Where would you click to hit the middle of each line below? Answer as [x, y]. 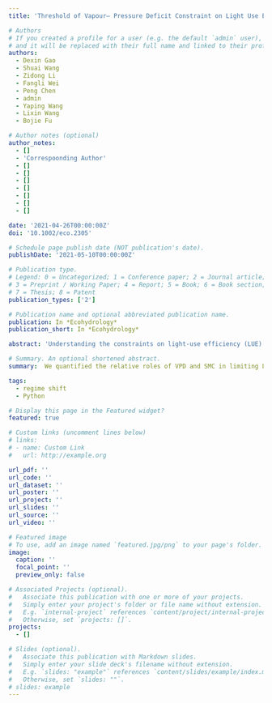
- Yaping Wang [39, 106]
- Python [30, 396]
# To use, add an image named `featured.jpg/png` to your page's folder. [136, 545]
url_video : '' [32, 522]
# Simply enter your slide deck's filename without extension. [121, 664]
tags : [17, 381]
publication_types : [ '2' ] [52, 300]
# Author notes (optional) [54, 136]
